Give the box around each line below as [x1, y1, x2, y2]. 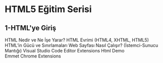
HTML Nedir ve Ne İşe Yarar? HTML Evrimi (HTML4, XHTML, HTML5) [5, 37, 149, 43]
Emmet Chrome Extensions [5, 53, 61, 59]
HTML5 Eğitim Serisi [5, 4, 92, 15]
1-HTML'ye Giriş [5, 24, 57, 32]
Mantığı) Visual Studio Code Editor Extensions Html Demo [5, 48, 125, 53]
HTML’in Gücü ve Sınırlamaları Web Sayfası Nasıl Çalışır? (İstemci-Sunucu [5, 42, 158, 48]
